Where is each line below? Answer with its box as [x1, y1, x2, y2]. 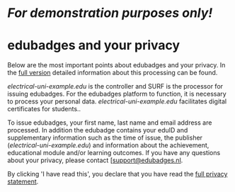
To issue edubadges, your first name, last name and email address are [7, 118, 212, 127]
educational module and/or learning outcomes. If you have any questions [7, 149, 221, 157]
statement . [7, 177, 39, 186]
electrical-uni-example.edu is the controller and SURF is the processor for [7, 82, 224, 91]
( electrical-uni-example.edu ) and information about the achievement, [7, 141, 210, 149]
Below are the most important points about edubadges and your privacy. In [7, 61, 226, 69]
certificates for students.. [7, 105, 81, 113]
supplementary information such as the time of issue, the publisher [7, 133, 203, 142]
